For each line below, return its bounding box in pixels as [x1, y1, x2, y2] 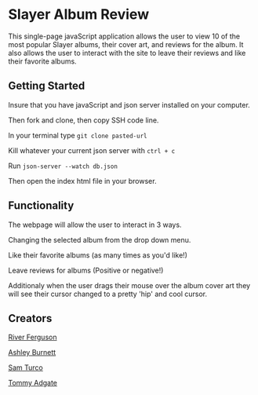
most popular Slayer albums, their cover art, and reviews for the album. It [8, 39, 244, 49]
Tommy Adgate [8, 379, 57, 388]
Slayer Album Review [8, 5, 150, 24]
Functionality [8, 199, 74, 213]
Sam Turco [8, 363, 43, 372]
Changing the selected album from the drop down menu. [8, 235, 191, 244]
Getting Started [8, 79, 85, 93]
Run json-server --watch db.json [8, 161, 118, 170]
